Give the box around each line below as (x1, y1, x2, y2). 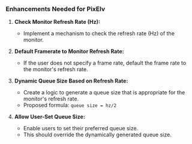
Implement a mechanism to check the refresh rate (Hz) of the (23, 30, 175, 37)
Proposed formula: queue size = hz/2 (23, 102, 117, 109)
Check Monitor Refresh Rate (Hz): (14, 19, 100, 26)
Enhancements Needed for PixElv (5, 5, 106, 13)
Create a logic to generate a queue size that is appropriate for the (23, 89, 185, 96)
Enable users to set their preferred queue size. (23, 125, 139, 132)
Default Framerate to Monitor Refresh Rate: (14, 48, 124, 55)
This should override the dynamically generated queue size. (23, 131, 172, 139)
